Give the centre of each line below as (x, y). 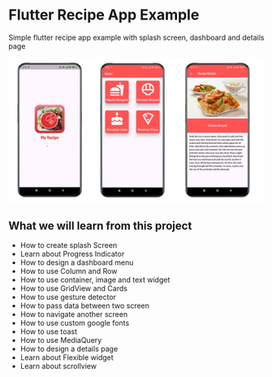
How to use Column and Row (69, 271)
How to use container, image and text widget (95, 280)
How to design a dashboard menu (77, 262)
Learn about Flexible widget (67, 357)
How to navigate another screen (74, 314)
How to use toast (49, 331)
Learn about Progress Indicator (72, 254)
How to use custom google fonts (75, 323)
